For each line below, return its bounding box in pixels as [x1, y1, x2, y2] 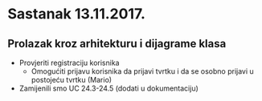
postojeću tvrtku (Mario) [31, 75, 113, 84]
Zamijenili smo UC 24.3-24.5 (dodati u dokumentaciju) [18, 83, 199, 93]
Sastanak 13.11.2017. [7, 5, 146, 23]
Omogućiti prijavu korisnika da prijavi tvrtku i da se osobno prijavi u [31, 67, 254, 76]
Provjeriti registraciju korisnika [18, 58, 120, 67]
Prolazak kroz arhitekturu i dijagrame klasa [7, 37, 227, 50]
